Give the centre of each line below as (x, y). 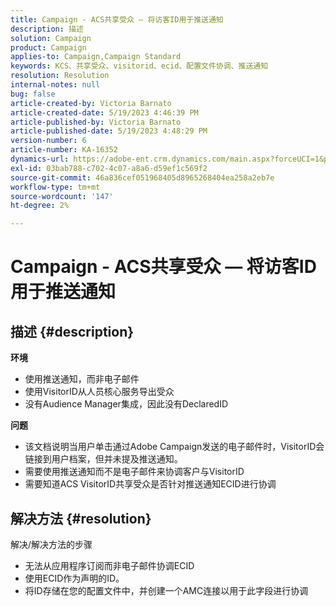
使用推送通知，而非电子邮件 (82, 379)
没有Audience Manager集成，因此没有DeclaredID (126, 404)
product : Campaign (48, 47)
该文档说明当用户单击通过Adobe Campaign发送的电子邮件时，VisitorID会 (174, 447)
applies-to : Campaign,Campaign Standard (96, 57)
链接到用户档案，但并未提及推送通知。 (103, 459)
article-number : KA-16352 (64, 150)
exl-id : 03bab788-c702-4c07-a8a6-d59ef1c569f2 (109, 168)
